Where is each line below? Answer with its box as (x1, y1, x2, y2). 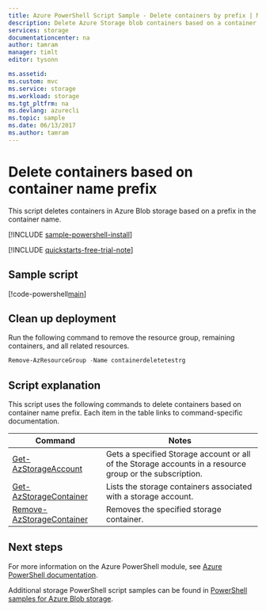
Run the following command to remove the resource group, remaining (8, 333, 235, 343)
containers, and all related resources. (8, 341, 130, 351)
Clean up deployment (8, 312, 116, 325)
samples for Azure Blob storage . (8, 594, 113, 603)
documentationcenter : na (8, 33, 90, 42)
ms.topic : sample (8, 114, 66, 123)
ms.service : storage (8, 85, 77, 93)
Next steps (8, 541, 63, 554)
